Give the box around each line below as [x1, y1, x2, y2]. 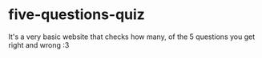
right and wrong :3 [8, 40, 70, 49]
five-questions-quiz [8, 6, 146, 24]
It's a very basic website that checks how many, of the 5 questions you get [8, 32, 255, 41]
